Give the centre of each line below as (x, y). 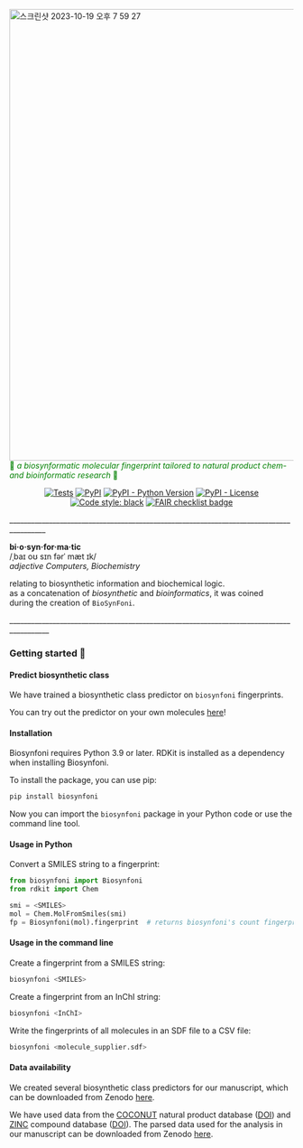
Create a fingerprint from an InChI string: (85, 996)
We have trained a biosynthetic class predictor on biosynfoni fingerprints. (147, 695)
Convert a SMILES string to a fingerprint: (85, 864)
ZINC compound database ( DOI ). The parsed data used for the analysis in (146, 1124)
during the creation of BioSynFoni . (72, 602)
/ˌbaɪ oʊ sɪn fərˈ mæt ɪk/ (53, 556)
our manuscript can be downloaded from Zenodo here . (111, 1134)
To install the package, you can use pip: (83, 780)
